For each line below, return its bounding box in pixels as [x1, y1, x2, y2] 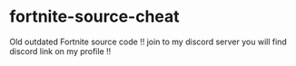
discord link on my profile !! [9, 45, 112, 56]
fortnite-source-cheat [9, 6, 180, 27]
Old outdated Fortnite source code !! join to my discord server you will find [9, 36, 288, 47]
